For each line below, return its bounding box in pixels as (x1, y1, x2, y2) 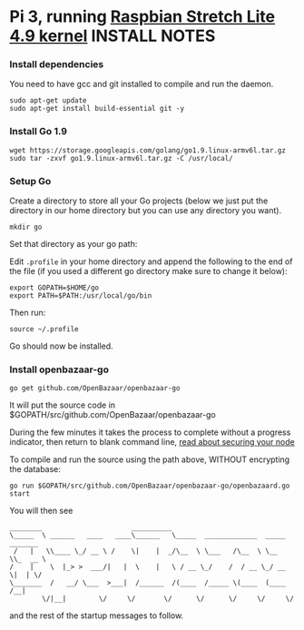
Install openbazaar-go (9, 363, 109, 376)
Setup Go (9, 174, 52, 187)
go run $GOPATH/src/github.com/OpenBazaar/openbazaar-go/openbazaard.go (9, 481, 290, 491)
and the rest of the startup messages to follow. (9, 610, 184, 621)
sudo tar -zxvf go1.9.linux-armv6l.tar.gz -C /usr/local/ (9, 153, 233, 162)
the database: (9, 464, 62, 475)
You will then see (9, 506, 74, 517)
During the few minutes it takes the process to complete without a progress (9, 427, 291, 438)
